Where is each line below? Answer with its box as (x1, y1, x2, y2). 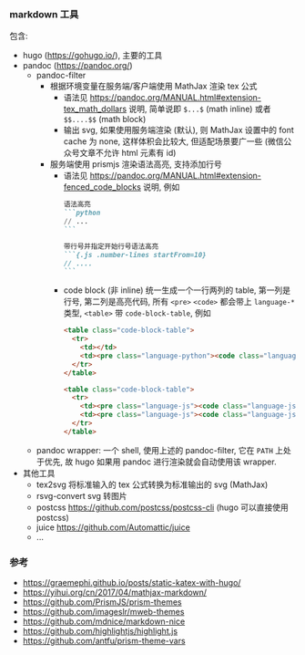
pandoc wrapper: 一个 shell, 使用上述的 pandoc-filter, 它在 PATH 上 (36, 444, 284, 455)
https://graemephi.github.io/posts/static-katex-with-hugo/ (22, 577, 241, 588)
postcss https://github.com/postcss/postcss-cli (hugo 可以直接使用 (36, 502, 290, 513)
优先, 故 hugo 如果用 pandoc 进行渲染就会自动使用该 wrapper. (44, 456, 277, 467)
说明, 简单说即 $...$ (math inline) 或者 (128, 103, 271, 115)
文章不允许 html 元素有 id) (79, 148, 177, 159)
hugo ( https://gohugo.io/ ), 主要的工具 (22, 50, 163, 61)
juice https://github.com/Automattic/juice (36, 522, 191, 533)
